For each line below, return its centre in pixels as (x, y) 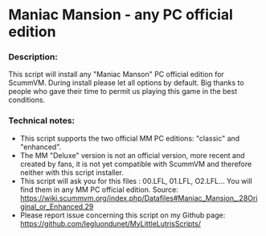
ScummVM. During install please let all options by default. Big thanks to (126, 83)
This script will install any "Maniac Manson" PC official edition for (117, 75)
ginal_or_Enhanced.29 (57, 206)
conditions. (27, 100)
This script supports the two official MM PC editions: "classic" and (130, 138)
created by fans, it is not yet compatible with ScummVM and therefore (136, 164)
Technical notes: (41, 120)
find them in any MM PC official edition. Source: (99, 189)
